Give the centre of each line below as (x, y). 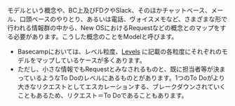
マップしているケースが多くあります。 (91, 60)
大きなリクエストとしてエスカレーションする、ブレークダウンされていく (122, 87)
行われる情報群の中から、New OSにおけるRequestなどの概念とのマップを (114, 28)
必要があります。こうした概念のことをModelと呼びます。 (95, 37)
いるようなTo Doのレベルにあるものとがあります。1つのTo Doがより (127, 78)
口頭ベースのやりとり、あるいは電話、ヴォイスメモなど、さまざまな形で (123, 19)
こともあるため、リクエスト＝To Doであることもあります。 (102, 95)
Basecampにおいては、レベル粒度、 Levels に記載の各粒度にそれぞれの (120, 52)
